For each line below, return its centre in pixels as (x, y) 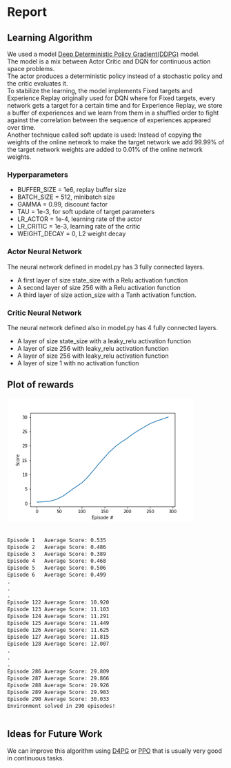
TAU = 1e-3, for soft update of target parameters (86, 212)
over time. (21, 127)
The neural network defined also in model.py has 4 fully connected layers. (113, 327)
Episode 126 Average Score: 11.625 (58, 630)
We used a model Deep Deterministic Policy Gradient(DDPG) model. (103, 54)
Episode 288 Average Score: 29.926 (58, 685)
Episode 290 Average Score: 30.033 (58, 699)
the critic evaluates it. (38, 83)
